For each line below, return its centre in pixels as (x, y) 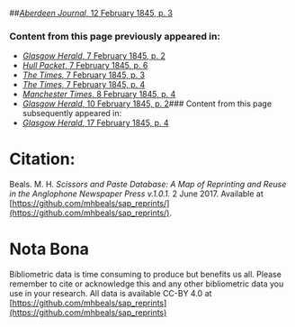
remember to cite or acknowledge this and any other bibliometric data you (147, 284)
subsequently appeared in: (72, 114)
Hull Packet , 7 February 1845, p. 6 (85, 66)
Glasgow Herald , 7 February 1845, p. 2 (94, 56)
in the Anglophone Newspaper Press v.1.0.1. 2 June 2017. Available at (136, 194)
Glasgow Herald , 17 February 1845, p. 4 (95, 123)
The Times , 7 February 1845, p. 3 (84, 75)
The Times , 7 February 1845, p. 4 (84, 85)
